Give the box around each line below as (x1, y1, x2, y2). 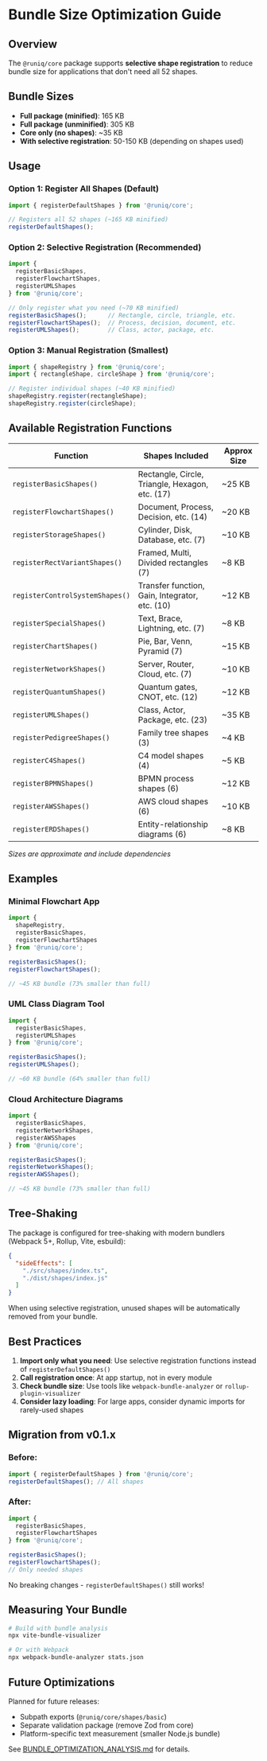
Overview (8, 37, 58, 51)
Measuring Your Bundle (8, 1603, 127, 1617)
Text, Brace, (137, 613, 183, 624)
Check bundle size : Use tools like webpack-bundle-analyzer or (19, 1381, 223, 1390)
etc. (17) (137, 488, 171, 499)
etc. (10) (137, 599, 171, 610)
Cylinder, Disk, (137, 524, 192, 535)
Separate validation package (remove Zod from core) (19, 1720, 194, 1730)
